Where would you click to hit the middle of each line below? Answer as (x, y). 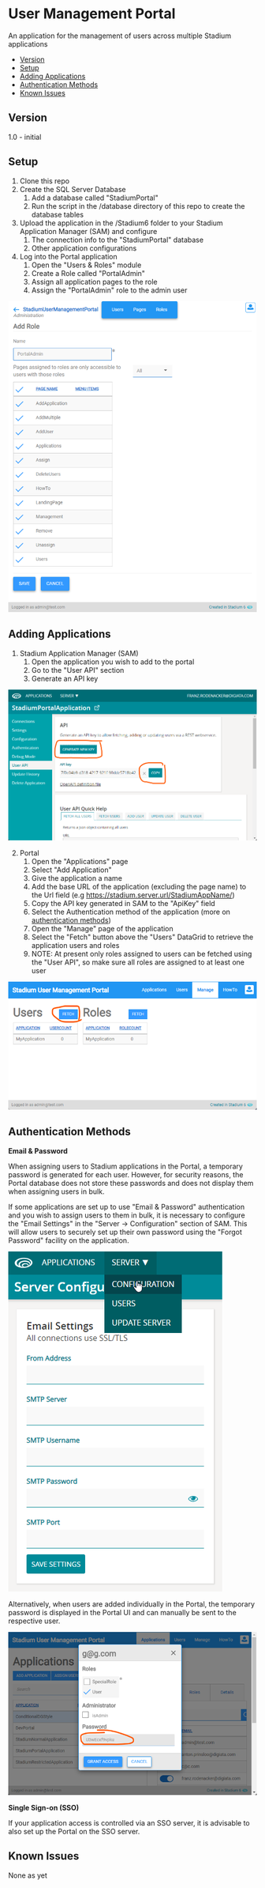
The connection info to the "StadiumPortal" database (117, 240)
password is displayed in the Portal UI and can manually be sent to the (122, 1612)
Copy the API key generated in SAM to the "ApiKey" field (123, 903)
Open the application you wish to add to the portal (113, 662)
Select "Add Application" (71, 870)
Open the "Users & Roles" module (86, 265)
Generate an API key (65, 678)
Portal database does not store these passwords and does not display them (131, 1183)
